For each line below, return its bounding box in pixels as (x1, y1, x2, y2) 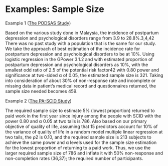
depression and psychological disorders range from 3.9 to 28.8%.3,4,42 (5, 35, 154, 41)
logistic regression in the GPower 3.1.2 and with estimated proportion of (5, 56, 153, 62)
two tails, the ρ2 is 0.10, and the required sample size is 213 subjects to (5, 134, 151, 140)
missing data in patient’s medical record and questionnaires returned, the (5, 82, 156, 88)
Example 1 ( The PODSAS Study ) (5, 20, 71, 26)
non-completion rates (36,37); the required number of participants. (5, 155, 143, 161)
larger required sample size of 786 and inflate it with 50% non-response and (5, 150, 163, 156)
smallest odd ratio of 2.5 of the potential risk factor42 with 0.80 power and (5, 66, 159, 73)
